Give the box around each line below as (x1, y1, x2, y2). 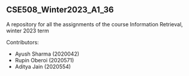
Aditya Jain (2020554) (14, 63, 71, 70)
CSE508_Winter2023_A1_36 (6, 5, 114, 15)
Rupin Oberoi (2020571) (14, 56, 74, 63)
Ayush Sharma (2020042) (14, 50, 80, 57)
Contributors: (6, 38, 39, 45)
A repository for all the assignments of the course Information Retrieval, (6, 20, 183, 28)
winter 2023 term (6, 27, 49, 34)
